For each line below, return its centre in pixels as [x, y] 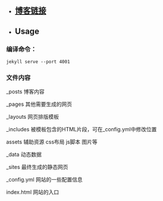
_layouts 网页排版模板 [33, 117]
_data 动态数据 [24, 154]
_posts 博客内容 [25, 92]
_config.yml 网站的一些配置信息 [44, 180]
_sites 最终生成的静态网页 [37, 167]
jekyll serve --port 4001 [38, 61]
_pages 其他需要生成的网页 [39, 104]
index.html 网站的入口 [33, 192]
